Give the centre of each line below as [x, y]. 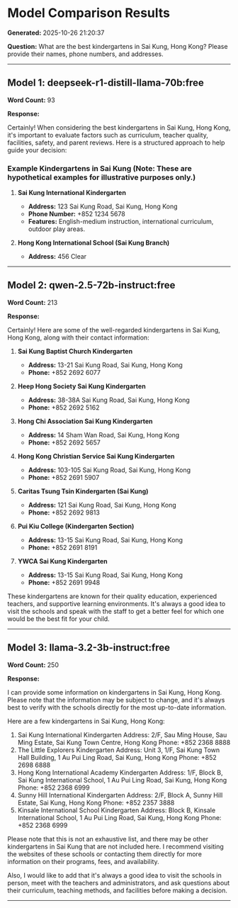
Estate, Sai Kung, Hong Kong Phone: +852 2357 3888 [96, 802]
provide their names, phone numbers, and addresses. [86, 54]
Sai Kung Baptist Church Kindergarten [75, 351]
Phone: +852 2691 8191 [63, 547]
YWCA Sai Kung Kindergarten [62, 561]
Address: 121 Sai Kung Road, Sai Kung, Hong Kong [102, 505]
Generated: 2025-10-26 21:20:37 [56, 33]
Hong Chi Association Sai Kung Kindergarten [85, 421]
